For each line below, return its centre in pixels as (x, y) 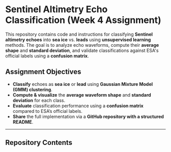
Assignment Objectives (43, 72)
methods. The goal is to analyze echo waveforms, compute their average (82, 45)
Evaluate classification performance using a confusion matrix (78, 106)
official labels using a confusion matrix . (47, 56)
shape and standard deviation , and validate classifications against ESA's (82, 50)
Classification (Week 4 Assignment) (83, 20)
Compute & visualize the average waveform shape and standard (82, 95)
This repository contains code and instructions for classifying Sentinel (79, 34)
